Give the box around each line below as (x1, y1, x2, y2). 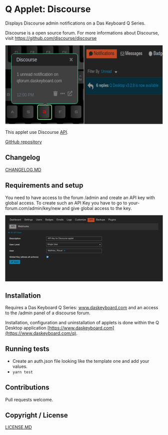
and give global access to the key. (61, 205, 132, 211)
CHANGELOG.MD (5, 166, 41, 172)
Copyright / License (5, 411, 68, 419)
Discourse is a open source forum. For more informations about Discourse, (5, 30, 159, 36)
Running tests (5, 345, 50, 353)
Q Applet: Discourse (5, 4, 91, 15)
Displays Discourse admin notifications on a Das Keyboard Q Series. (5, 20, 146, 26)
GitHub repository (5, 139, 42, 145)
